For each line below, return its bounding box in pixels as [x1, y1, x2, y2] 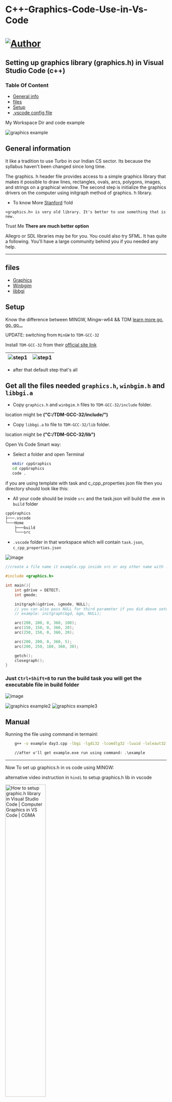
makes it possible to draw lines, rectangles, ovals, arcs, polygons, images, [5, 178, 162, 185]
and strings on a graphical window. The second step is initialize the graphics [5, 184, 166, 190]
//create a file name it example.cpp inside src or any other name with [5, 565, 164, 570]
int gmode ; [14, 592, 38, 597]
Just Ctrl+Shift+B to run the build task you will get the [5, 675, 142, 682]
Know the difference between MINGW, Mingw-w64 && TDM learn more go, [5, 316, 164, 322]
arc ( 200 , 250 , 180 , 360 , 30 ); [14, 644, 79, 649]
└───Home [5, 520, 24, 526]
